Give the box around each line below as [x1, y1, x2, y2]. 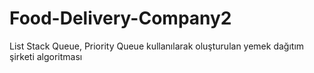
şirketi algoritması [9, 50, 83, 62]
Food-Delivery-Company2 [9, 7, 232, 30]
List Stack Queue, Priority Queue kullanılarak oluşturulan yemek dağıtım [9, 40, 305, 52]
